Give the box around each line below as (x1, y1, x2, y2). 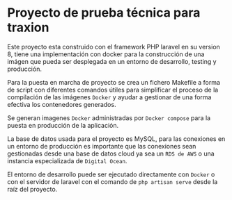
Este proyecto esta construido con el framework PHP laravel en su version (7, 42, 221, 51)
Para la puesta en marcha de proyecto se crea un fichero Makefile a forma (7, 78, 221, 86)
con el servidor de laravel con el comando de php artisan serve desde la (7, 177, 218, 185)
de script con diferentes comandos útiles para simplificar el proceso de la (7, 85, 219, 94)
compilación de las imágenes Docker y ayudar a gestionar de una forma (7, 92, 212, 101)
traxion (7, 19, 49, 35)
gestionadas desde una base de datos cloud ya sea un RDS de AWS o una (7, 149, 215, 158)
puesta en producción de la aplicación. (7, 121, 119, 129)
